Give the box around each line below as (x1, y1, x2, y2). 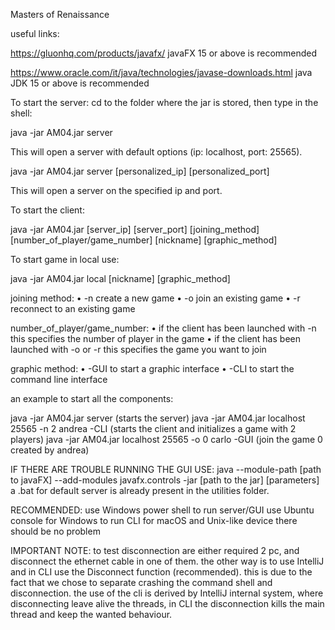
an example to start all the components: (10, 393, 174, 404)
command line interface (10, 374, 108, 385)
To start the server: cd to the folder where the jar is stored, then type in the (10, 97, 319, 108)
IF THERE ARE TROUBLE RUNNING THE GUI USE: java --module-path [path (10, 464, 322, 475)
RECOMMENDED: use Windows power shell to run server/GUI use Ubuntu (10, 504, 315, 516)
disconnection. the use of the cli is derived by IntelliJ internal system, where (10, 587, 324, 599)
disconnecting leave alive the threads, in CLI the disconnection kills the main (10, 598, 325, 609)
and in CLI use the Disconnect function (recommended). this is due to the (10, 566, 313, 578)
